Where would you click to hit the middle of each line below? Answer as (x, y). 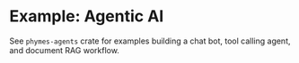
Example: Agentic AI (87, 16)
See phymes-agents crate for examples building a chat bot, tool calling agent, (150, 41)
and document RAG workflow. (64, 50)
